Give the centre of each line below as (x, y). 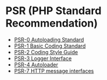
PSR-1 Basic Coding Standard (50, 46)
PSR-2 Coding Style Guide (46, 52)
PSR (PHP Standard (53, 11)
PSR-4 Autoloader (36, 64)
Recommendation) (52, 23)
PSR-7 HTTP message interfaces (54, 71)
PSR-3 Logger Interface (43, 58)
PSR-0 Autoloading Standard (49, 39)
